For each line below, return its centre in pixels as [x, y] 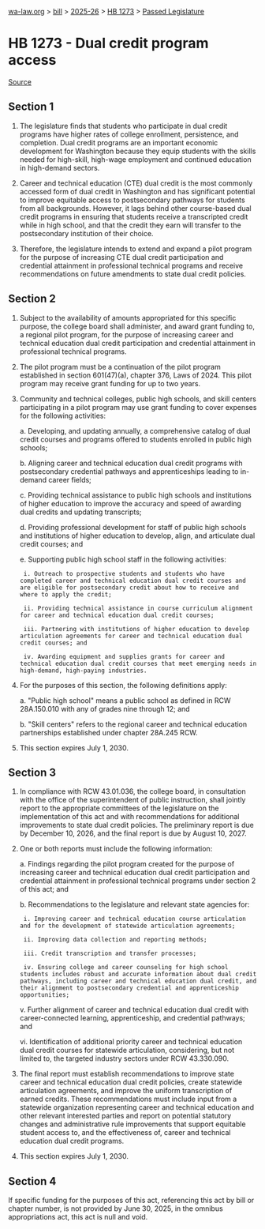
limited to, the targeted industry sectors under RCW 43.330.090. [124, 1058]
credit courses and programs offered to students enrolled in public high [136, 439]
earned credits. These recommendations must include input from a [128, 1099]
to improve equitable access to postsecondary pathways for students [132, 200]
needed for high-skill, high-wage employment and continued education [135, 159]
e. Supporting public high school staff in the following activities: [123, 559]
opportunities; [45, 995]
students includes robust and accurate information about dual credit [138, 975]
